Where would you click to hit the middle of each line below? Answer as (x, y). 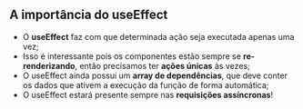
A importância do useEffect (89, 15)
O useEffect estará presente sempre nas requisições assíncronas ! (148, 94)
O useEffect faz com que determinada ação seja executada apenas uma (158, 36)
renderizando (49, 65)
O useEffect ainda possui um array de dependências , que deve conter (155, 75)
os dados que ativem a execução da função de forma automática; (146, 84)
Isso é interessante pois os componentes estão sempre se (131, 56)
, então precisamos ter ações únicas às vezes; (162, 65)
